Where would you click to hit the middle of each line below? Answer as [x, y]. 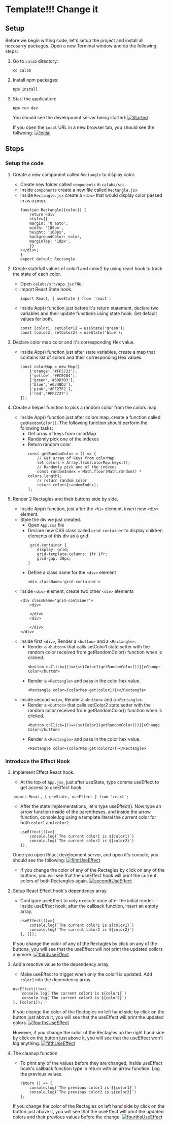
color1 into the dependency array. [56, 979]
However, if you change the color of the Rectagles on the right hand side [89, 1032]
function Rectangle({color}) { [53, 210]
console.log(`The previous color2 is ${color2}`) [83, 1092]
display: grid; [53, 550]
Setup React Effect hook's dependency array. [60, 891]
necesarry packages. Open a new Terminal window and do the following [81, 46]
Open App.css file [46, 525]
